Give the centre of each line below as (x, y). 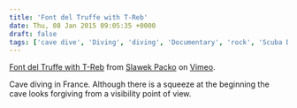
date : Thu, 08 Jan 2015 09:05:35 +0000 (83, 26)
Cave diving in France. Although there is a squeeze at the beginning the (139, 84)
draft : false (33, 34)
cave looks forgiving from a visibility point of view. (100, 94)
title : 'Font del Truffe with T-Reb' (79, 17)
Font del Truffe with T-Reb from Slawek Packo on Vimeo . (112, 67)
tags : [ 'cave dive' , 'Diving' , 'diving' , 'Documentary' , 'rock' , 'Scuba (146, 42)
